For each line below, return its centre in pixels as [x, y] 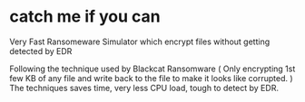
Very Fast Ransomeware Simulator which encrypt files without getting [140, 42]
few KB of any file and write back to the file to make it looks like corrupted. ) [151, 78]
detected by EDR [41, 51]
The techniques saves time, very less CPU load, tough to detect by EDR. [144, 88]
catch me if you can [85, 17]
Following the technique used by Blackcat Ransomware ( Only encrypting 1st [152, 69]
